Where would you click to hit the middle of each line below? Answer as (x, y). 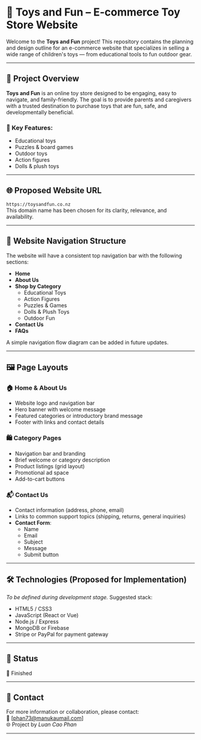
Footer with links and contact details (60, 422)
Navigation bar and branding (50, 453)
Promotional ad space (42, 472)
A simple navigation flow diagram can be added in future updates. (87, 342)
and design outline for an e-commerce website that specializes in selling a (98, 48)
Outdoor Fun (39, 318)
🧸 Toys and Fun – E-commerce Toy (93, 12)
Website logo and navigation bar (55, 403)
